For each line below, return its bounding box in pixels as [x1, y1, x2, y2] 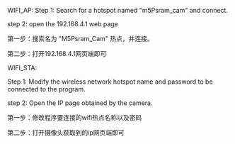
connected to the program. [7, 85, 86, 93]
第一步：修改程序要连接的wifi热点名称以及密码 [7, 113, 142, 121]
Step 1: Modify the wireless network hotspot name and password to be [7, 77, 214, 86]
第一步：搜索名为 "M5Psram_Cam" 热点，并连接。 [7, 35, 154, 43]
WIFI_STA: [7, 64, 38, 72]
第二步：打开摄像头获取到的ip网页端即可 [7, 128, 125, 137]
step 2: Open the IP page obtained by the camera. [7, 99, 153, 107]
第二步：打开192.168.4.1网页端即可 [7, 50, 107, 57]
